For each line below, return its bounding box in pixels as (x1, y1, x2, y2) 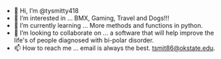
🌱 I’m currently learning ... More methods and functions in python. (13, 22, 204, 29)
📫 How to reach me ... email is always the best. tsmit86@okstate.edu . (13, 44, 215, 52)
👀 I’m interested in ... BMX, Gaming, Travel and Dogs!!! (13, 14, 169, 22)
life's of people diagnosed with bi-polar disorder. (13, 36, 155, 44)
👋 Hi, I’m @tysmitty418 (13, 7, 79, 15)
